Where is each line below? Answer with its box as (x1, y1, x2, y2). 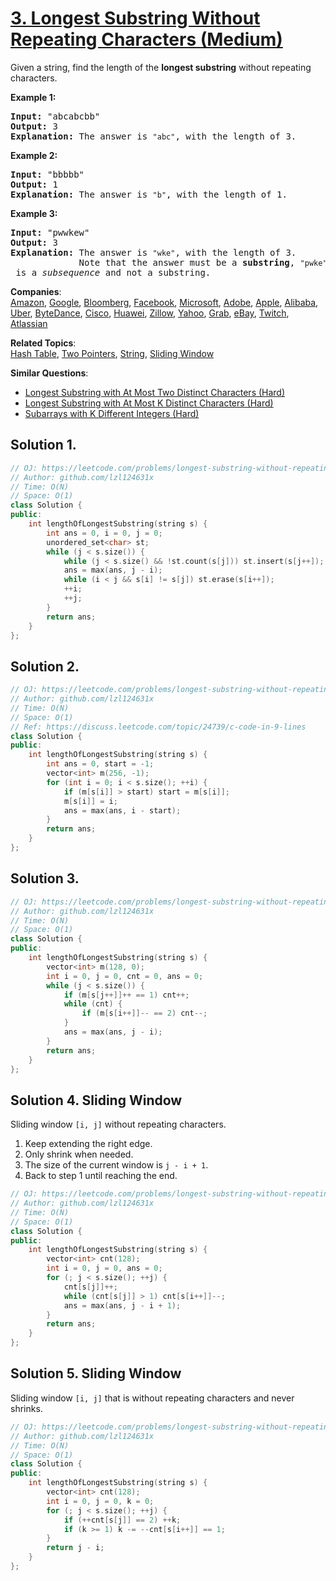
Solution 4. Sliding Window (10, 1092, 183, 1109)
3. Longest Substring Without (10, 7, 261, 30)
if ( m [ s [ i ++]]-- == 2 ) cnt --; (81, 1008, 208, 1019)
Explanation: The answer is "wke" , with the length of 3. (10, 247, 297, 258)
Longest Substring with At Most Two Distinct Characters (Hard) (24, 386, 286, 398)
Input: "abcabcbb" (10, 110, 101, 122)
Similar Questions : (10, 367, 89, 379)
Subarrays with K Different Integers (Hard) (24, 407, 200, 419)
